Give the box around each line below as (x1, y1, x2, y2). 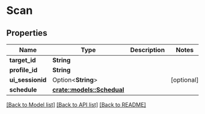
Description (130, 46, 165, 54)
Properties (6, 28, 48, 38)
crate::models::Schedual (52, 85, 124, 94)
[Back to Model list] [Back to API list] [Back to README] (6, 101, 146, 108)
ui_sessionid (9, 76, 47, 84)
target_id (9, 56, 37, 64)
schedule (9, 85, 37, 94)
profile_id (9, 66, 38, 74)
